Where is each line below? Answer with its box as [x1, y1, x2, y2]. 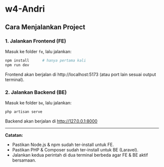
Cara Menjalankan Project [5, 23, 85, 31]
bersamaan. [12, 157, 37, 163]
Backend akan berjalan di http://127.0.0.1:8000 [5, 118, 98, 124]
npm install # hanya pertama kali [5, 58, 86, 63]
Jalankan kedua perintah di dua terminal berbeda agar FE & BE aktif [12, 152, 148, 158]
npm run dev [5, 63, 29, 67]
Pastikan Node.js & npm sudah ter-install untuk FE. [12, 142, 114, 147]
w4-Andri [5, 3, 45, 15]
